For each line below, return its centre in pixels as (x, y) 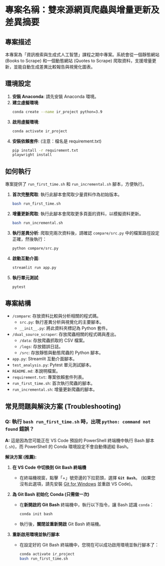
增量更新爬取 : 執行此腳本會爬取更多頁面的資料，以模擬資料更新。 (78, 214)
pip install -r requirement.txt (45, 150)
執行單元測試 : (26, 278)
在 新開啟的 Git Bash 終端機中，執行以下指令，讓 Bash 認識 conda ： (87, 505)
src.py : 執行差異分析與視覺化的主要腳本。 (62, 322)
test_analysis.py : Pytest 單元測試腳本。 (53, 365)
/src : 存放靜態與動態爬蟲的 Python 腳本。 (61, 353)
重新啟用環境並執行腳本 (36, 534)
